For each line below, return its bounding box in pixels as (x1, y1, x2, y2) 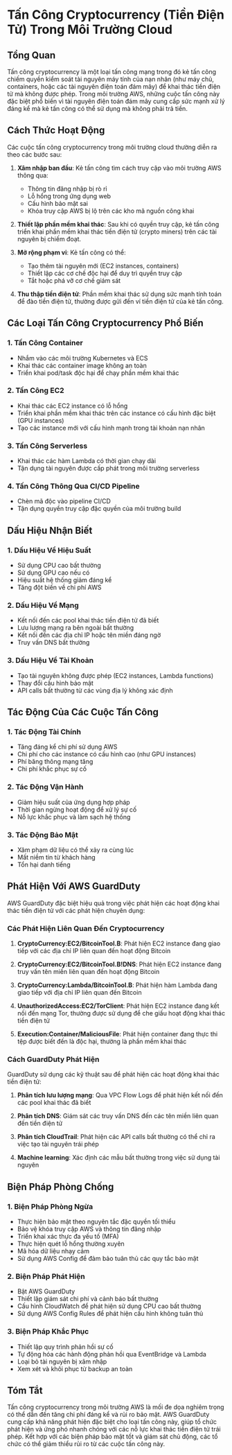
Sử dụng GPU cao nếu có (17, 568, 90, 577)
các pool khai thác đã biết (17, 1099, 91, 1107)
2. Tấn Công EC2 (7, 385, 64, 395)
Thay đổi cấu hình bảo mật (17, 679, 93, 687)
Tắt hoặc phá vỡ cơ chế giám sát (27, 276, 121, 284)
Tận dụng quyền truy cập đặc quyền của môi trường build (17, 505, 181, 513)
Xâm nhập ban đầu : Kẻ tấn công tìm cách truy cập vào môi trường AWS (17, 164, 222, 172)
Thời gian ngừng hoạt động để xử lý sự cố (17, 805, 137, 814)
